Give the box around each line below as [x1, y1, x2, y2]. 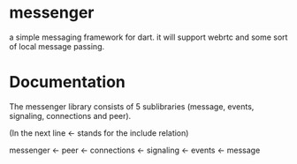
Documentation [9, 72, 126, 93]
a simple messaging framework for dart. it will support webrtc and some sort [9, 32, 288, 42]
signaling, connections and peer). [9, 110, 132, 121]
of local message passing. [9, 41, 105, 51]
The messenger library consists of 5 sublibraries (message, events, [9, 101, 255, 112]
